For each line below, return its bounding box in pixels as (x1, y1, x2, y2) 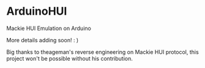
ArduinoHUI (6, 4, 67, 18)
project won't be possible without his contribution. (6, 55, 133, 62)
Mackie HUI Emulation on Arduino (6, 25, 92, 32)
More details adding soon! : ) (6, 36, 79, 43)
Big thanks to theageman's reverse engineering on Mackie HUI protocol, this (6, 48, 199, 56)
